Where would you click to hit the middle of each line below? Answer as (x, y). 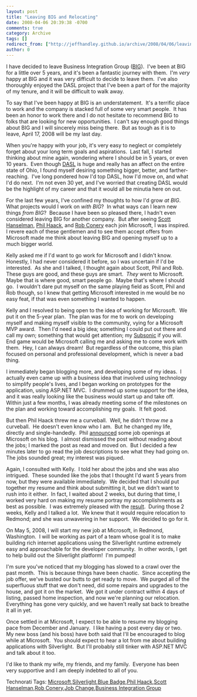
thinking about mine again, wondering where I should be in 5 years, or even (97, 158)
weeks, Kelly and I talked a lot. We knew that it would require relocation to (96, 512)
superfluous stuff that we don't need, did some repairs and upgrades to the (97, 585)
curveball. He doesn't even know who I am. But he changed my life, (89, 427)
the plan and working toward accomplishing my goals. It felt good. (86, 409)
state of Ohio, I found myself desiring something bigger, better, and (87, 170)
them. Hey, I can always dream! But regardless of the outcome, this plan (94, 347)
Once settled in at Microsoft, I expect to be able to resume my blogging (92, 621)
